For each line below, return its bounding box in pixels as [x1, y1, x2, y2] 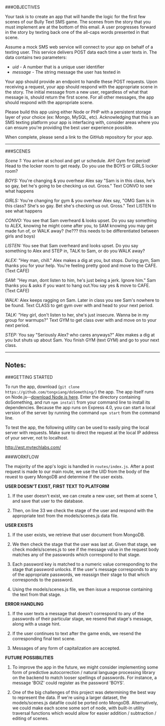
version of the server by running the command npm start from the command [5, 410, 160, 415]
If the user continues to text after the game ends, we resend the [12, 630, 141, 636]
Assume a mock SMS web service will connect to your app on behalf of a [5, 44, 153, 50]
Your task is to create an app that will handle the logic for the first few [5, 14, 146, 19]
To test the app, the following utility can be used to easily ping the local [5, 424, 149, 430]
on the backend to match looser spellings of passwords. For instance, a [12, 674, 157, 680]
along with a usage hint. [12, 621, 61, 627]
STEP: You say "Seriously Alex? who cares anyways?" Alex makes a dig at [5, 332, 155, 337]
